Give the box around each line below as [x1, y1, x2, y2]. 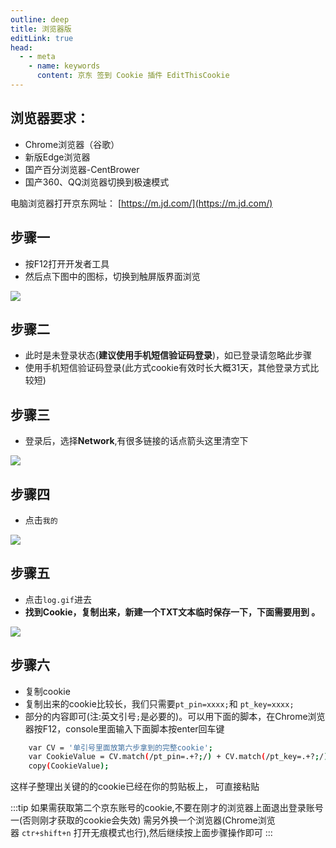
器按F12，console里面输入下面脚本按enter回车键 [24, 722, 225, 735]
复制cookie [24, 685, 71, 697]
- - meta [19, 52, 56, 62]
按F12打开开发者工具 [24, 257, 110, 270]
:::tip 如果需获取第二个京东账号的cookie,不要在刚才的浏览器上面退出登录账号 [10, 802, 324, 814]
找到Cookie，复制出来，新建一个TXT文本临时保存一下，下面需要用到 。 [24, 606, 321, 618]
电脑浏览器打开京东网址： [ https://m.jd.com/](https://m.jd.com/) [10, 197, 273, 209]
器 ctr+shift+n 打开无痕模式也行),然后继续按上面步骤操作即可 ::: [10, 827, 273, 839]
